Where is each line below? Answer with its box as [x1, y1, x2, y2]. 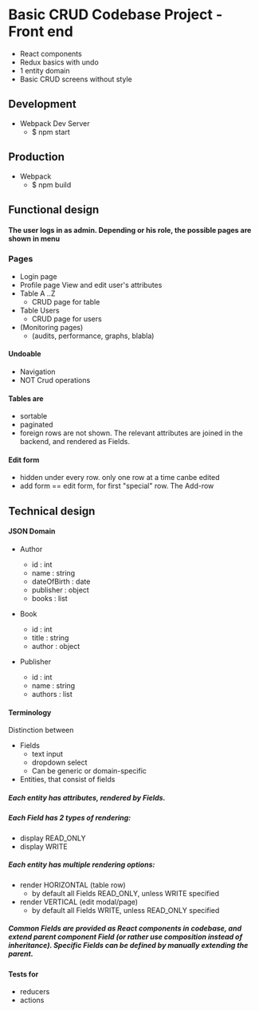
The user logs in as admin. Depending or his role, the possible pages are [8, 225, 252, 234]
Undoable [8, 349, 41, 359]
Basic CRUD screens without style [19, 74, 133, 84]
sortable [19, 411, 48, 421]
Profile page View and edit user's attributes [19, 280, 163, 289]
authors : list [31, 690, 73, 699]
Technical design [8, 504, 96, 517]
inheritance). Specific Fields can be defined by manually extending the [8, 941, 249, 950]
